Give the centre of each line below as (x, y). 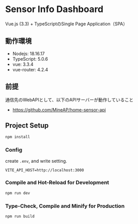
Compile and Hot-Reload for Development (57, 183)
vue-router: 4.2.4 (30, 69)
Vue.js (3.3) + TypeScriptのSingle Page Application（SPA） (66, 24)
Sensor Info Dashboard (54, 9)
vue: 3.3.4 (23, 64)
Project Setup (27, 125)
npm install (18, 137)
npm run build (20, 216)
